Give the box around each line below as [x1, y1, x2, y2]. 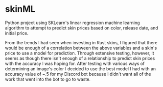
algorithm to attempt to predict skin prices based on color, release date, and [5, 25, 158, 30]
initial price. [5, 30, 28, 36]
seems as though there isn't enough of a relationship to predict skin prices [5, 55, 155, 61]
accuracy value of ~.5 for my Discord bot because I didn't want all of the [5, 71, 151, 77]
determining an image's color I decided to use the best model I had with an [5, 65, 156, 72]
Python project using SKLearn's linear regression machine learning [5, 20, 140, 26]
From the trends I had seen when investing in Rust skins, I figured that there [5, 39, 158, 45]
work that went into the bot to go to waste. [5, 76, 91, 82]
